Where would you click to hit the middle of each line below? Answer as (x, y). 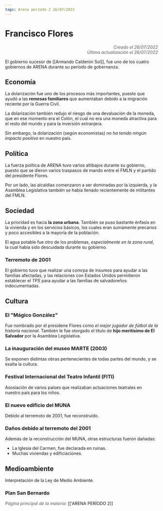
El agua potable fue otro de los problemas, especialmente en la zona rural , (80, 242)
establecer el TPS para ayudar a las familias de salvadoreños (66, 281)
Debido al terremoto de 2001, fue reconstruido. (52, 415)
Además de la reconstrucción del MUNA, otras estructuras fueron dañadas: (81, 439)
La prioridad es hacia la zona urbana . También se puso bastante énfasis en (80, 222)
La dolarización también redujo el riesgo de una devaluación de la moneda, (80, 113)
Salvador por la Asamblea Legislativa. (43, 336)
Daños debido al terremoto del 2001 (48, 428)
